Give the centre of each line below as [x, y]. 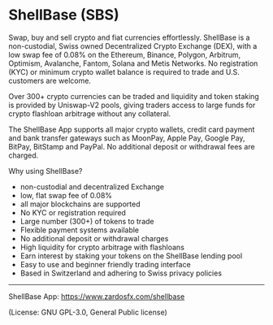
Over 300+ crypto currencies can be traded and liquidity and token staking [134, 96]
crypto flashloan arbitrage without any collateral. [90, 113]
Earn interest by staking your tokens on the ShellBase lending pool [131, 256]
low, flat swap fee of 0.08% [66, 195]
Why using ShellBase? [45, 171]
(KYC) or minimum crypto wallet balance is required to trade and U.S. [124, 71]
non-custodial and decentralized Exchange [92, 186]
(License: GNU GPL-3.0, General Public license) [88, 312]
